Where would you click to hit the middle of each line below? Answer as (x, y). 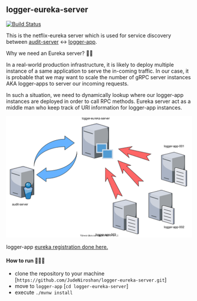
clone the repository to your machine (60, 274)
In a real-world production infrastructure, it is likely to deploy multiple (90, 64)
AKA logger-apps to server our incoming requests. (67, 83)
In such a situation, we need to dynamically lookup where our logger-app (95, 95)
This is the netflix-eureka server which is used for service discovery (88, 35)
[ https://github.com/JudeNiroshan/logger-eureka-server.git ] (91, 280)
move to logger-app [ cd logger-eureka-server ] (71, 286)
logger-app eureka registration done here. (57, 247)
